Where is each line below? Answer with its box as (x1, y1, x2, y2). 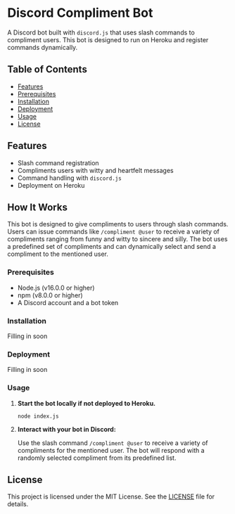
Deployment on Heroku (17, 181, 85, 189)
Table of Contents (7, 63, 88, 75)
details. (7, 500, 29, 508)
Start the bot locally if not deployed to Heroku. (17, 399, 156, 407)
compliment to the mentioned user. (7, 250, 109, 258)
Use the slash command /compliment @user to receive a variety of (17, 438, 209, 447)
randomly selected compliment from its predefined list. (17, 454, 177, 462)
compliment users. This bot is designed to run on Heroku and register (7, 35, 209, 44)
